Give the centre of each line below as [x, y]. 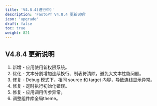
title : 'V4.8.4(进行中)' [30, 10]
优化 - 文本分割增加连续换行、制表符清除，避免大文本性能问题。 [78, 73]
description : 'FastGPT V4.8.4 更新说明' [46, 14]
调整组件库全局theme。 [36, 98]
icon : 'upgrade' [22, 19]
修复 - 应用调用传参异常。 [39, 92]
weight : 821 [17, 33]
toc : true [15, 28]
